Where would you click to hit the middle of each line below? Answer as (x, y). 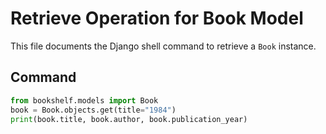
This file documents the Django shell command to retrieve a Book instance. (163, 46)
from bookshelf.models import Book (84, 100)
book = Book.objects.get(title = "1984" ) (93, 110)
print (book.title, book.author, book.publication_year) (129, 119)
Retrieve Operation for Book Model (157, 18)
